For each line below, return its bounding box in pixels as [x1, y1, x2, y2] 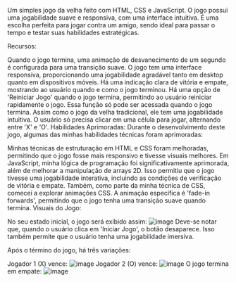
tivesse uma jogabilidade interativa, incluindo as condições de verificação [7, 174, 222, 182]
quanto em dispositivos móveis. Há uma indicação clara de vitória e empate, [7, 78, 229, 86]
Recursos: [7, 42, 37, 50]
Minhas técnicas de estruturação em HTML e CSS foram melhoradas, [7, 144, 209, 152]
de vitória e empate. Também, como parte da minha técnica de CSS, [7, 181, 206, 189]
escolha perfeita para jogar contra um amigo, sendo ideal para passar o [7, 21, 216, 29]
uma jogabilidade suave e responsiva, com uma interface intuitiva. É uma [7, 13, 219, 22]
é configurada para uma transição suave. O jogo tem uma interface [7, 63, 202, 71]
